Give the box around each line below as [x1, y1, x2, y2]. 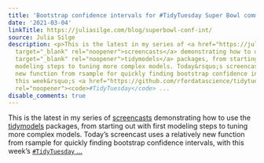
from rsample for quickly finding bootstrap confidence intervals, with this [8, 138, 245, 147]
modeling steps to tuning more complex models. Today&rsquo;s [15, 63, 223, 71]
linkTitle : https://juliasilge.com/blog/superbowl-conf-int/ [8, 26, 213, 34]
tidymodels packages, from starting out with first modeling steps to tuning [8, 121, 248, 131]
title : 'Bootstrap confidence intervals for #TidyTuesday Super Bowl [8, 11, 241, 20]
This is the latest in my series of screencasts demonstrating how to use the [8, 113, 251, 122]
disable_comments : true [8, 92, 86, 100]
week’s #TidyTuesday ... [8, 147, 83, 156]
